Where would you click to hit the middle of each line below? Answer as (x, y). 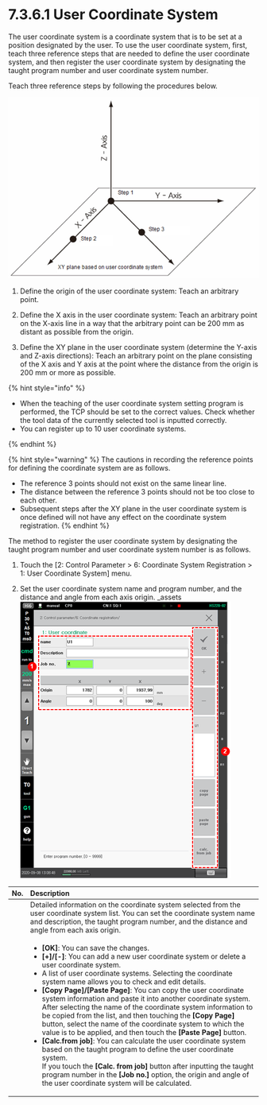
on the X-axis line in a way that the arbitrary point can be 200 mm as (132, 324)
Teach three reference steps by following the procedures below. (113, 86)
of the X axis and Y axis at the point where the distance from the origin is (139, 364)
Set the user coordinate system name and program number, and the (131, 589)
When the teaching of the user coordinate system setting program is (132, 404)
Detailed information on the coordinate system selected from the (135, 905)
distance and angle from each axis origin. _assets (101, 597)
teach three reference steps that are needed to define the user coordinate (129, 53)
